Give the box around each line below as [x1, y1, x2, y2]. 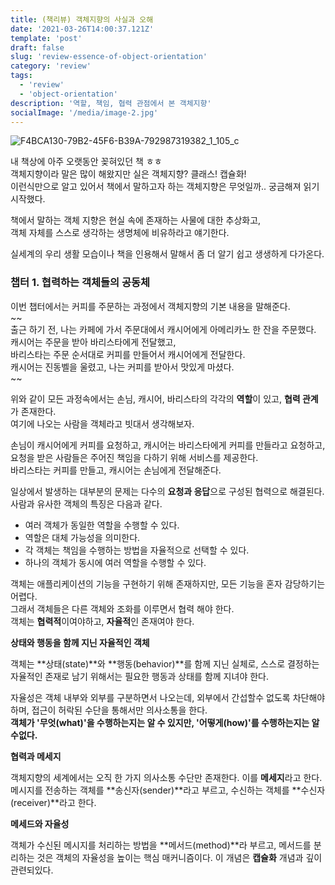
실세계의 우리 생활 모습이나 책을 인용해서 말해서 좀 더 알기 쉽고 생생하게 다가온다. [10, 248, 325, 260]
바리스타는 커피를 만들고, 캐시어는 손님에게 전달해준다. [10, 464, 222, 476]
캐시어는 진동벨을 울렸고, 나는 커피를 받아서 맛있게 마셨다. [10, 361, 235, 373]
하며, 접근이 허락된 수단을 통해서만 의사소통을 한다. [10, 704, 208, 716]
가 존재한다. [10, 405, 57, 417]
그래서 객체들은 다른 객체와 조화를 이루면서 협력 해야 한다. [10, 602, 235, 615]
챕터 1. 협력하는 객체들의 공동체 [10, 276, 151, 290]
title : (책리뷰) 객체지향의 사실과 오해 [10, 14, 154, 25]
